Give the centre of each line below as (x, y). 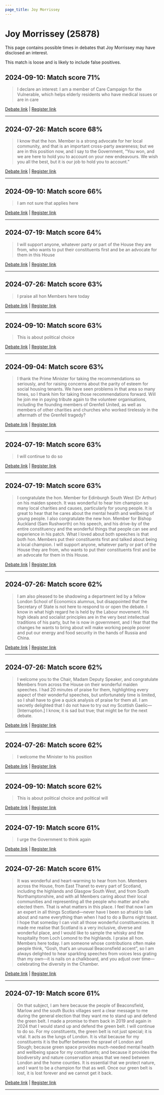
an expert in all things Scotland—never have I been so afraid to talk (84, 912)
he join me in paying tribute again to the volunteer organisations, (82, 399)
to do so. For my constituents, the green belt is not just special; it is (84, 1031)
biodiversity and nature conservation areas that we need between (83, 1057)
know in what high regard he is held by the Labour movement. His (83, 612)
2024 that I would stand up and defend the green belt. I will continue (86, 1026)
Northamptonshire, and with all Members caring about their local (82, 896)
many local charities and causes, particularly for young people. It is (84, 508)
